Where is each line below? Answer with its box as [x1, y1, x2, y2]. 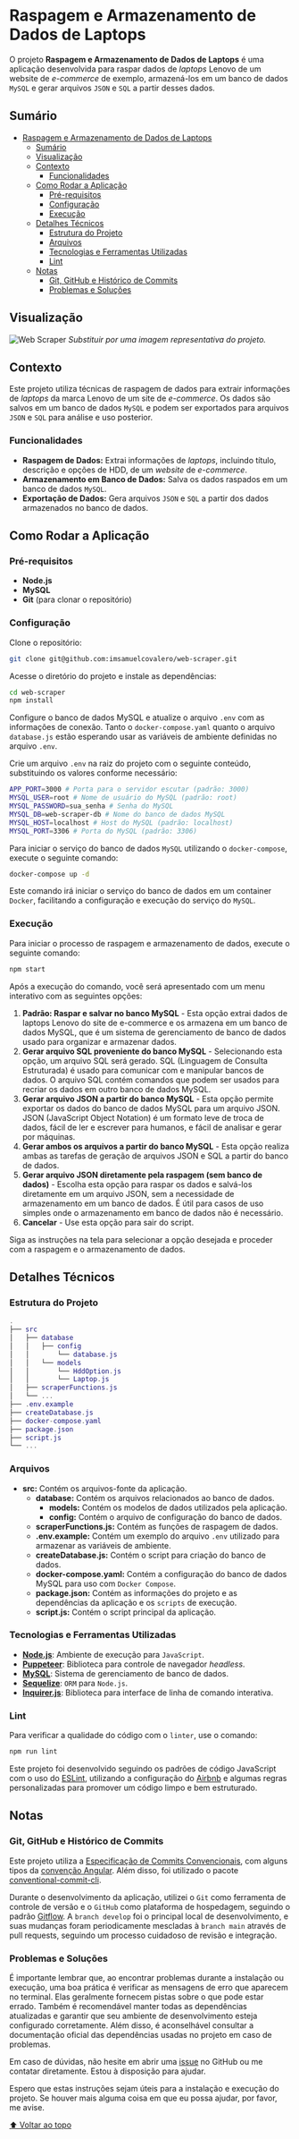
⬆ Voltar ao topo [9, 2119, 72, 2130]
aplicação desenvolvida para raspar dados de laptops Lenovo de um [9, 64, 262, 74]
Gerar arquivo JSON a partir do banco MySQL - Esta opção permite [21, 1093, 274, 1104]
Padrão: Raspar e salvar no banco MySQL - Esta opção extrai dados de [21, 1007, 288, 1018]
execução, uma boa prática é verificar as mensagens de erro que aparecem [9, 1982, 288, 1993]
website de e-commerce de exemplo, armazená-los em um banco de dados [9, 72, 288, 83]
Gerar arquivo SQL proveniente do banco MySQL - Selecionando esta [21, 1046, 283, 1057]
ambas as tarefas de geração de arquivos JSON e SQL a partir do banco [21, 1150, 288, 1161]
